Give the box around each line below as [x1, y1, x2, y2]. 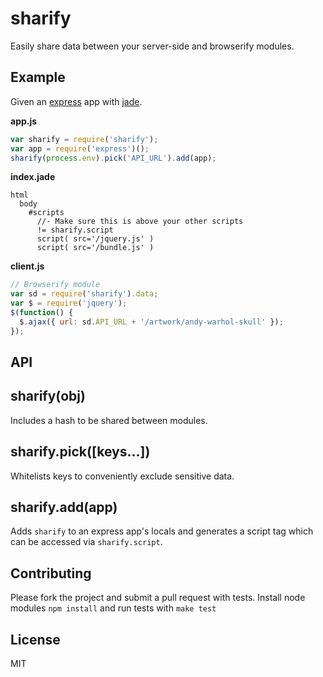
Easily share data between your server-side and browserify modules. [10, 40, 295, 52]
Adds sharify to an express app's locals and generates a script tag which [10, 525, 314, 537]
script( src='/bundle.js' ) [36, 243, 155, 253]
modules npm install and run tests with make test [10, 602, 217, 614]
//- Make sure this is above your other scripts [36, 217, 244, 227]
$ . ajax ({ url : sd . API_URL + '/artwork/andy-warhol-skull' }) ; [19, 317, 284, 327]
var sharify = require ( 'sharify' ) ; [10, 134, 159, 144]
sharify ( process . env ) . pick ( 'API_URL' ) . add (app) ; [10, 153, 217, 163]
